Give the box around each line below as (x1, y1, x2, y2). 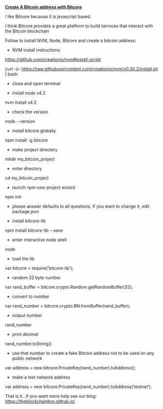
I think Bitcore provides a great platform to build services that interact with (5, 23, 153, 29)
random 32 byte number (12, 275, 61, 280)
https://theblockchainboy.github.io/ (5, 398, 75, 404)
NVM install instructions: (12, 47, 62, 53)
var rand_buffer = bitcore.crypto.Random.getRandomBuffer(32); (5, 284, 133, 290)
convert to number (12, 293, 49, 299)
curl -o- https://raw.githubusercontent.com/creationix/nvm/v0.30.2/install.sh (5, 66, 158, 72)
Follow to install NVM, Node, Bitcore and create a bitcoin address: (5, 38, 137, 43)
